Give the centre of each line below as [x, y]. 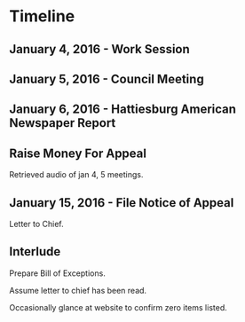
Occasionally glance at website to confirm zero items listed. [119, 307]
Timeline [42, 16]
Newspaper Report [63, 123]
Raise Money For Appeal [78, 153]
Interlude [35, 251]
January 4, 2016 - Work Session [100, 49]
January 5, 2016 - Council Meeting [107, 79]
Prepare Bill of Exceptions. [58, 273]
